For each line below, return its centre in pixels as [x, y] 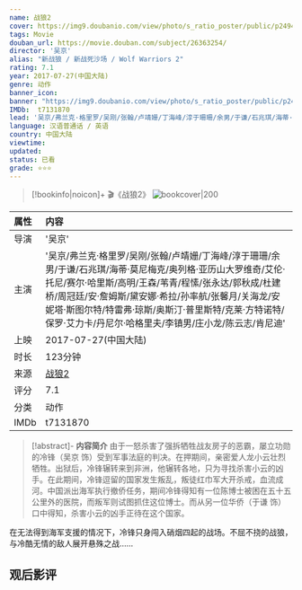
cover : [22, 26]
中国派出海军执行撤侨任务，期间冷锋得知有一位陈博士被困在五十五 [169, 491]
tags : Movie [31, 34]
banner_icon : [34, 92]
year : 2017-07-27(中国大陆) [59, 76]
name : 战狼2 [30, 18]
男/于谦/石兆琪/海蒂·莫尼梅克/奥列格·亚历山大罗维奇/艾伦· [165, 269]
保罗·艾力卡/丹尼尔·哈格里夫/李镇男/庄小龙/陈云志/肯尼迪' [165, 323]
